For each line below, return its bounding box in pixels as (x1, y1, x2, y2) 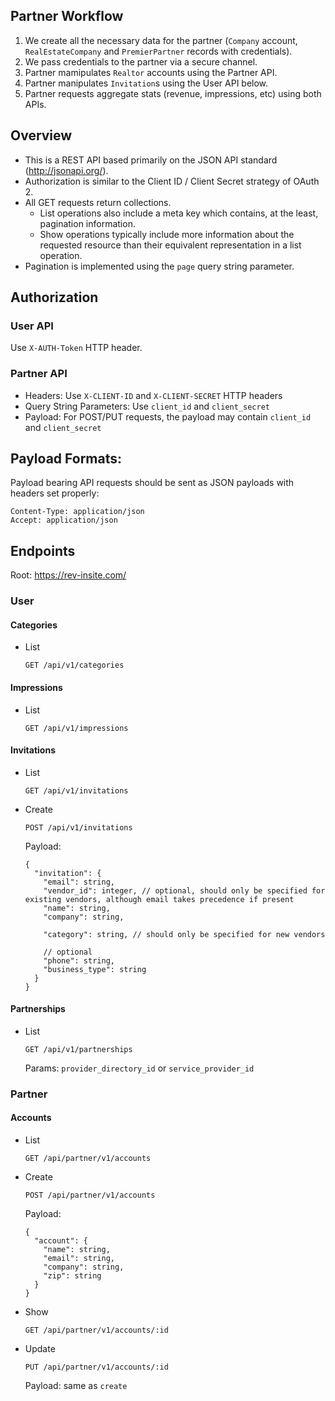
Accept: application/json (10, 515, 118, 526)
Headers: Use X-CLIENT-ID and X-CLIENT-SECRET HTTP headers (24, 389, 283, 401)
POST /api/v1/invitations (24, 822, 133, 833)
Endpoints (10, 542, 76, 559)
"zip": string (43, 1271, 102, 1281)
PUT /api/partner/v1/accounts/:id (24, 1362, 169, 1373)
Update (24, 1343, 56, 1355)
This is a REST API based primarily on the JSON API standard (24, 154, 278, 166)
